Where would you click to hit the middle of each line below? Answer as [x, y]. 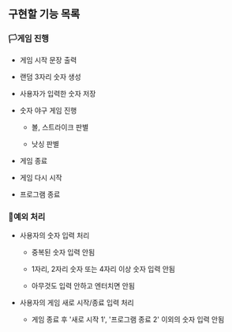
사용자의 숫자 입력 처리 [54, 235]
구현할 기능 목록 [44, 14]
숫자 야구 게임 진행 [48, 110]
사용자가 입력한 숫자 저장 [58, 93]
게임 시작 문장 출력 [48, 60]
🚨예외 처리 [27, 217]
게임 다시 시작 [41, 177]
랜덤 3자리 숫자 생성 [50, 77]
